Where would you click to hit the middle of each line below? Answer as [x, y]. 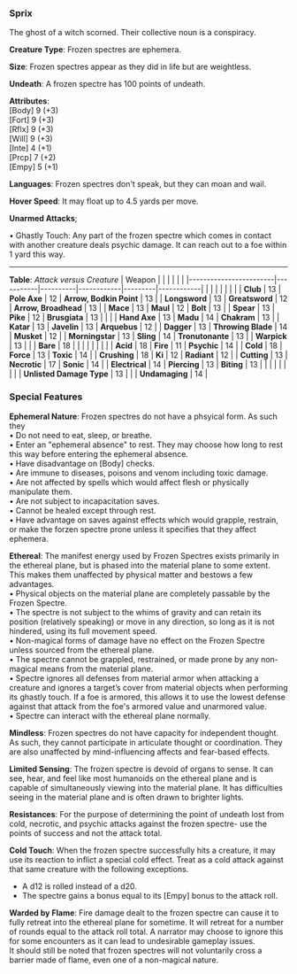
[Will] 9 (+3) [31, 139]
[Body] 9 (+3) [34, 111]
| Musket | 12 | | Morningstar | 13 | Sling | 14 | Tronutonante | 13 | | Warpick [148, 336]
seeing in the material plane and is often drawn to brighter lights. [127, 797]
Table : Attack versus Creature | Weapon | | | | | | [97, 280]
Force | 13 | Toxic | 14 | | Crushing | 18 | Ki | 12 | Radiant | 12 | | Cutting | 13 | [148, 355]
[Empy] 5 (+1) [34, 167]
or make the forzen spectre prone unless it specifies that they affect [133, 529]
